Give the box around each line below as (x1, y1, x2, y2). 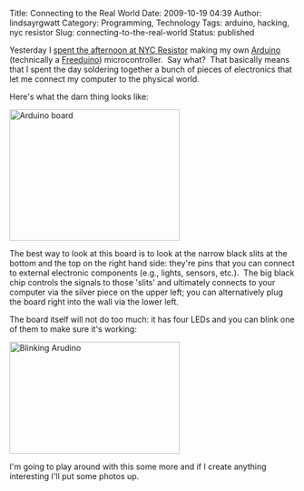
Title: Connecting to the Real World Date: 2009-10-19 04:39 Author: (9, 8, 262, 18)
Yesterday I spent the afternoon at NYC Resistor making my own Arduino (9, 45, 281, 55)
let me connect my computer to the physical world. (9, 74, 200, 85)
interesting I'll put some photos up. (9, 471, 140, 481)
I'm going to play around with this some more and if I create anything (9, 461, 267, 472)
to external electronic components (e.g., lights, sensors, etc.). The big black (9, 267, 295, 278)
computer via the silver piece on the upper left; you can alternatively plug (9, 286, 284, 297)
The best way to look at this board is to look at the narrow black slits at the (9, 248, 288, 258)
